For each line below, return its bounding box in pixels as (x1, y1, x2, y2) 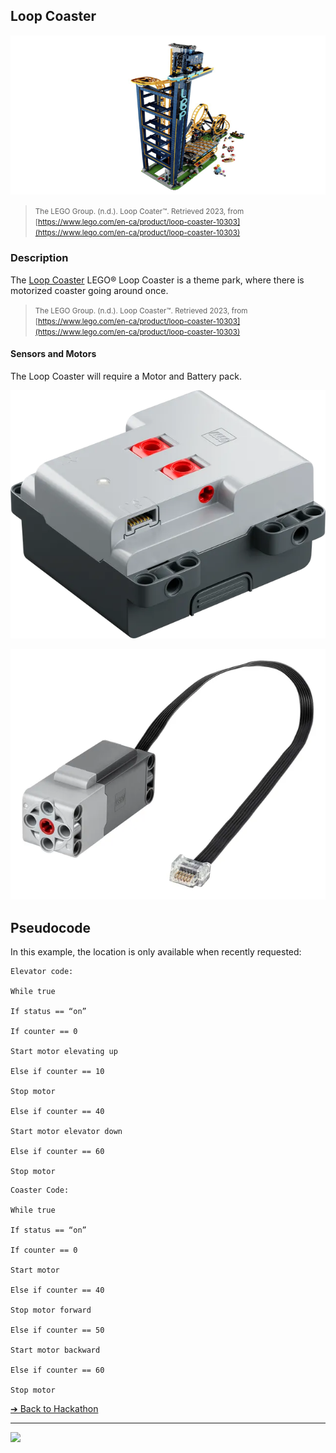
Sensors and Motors (10, 348, 97, 360)
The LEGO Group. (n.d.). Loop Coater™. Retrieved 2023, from (34, 207, 245, 217)
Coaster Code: (10, 1185, 70, 1196)
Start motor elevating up (10, 1047, 118, 1057)
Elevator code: (10, 967, 74, 977)
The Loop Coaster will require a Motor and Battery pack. (10, 370, 242, 382)
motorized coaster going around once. (10, 284, 169, 296)
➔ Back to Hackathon (10, 1403, 99, 1415)
